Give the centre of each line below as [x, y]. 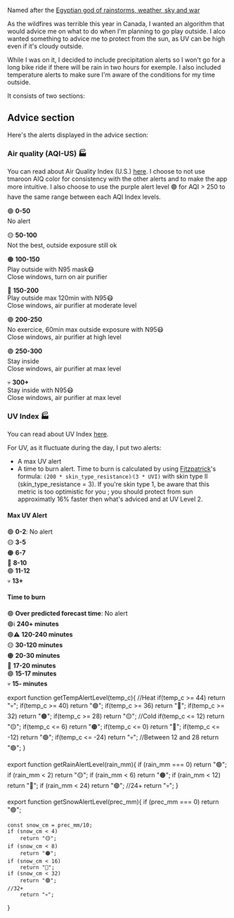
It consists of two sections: [46, 96]
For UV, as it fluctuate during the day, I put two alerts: [84, 448]
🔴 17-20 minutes [32, 665]
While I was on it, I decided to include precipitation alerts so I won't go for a [116, 60]
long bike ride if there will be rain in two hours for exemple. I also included [114, 67]
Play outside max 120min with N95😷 [60, 298]
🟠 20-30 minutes [34, 655]
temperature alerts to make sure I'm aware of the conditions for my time [111, 75]
